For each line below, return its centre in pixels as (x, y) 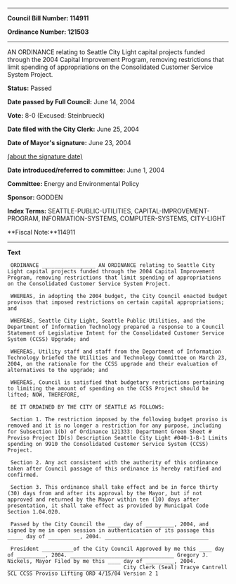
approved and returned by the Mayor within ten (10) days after (103, 499)
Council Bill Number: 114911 (48, 18)
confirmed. (23, 475)
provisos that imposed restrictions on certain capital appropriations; (116, 302)
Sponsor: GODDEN (35, 197)
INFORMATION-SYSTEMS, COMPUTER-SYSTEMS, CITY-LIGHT (134, 218)
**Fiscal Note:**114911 (41, 232)
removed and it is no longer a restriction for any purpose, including (114, 425)
